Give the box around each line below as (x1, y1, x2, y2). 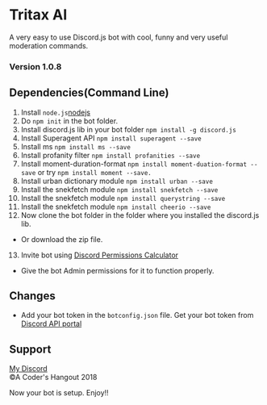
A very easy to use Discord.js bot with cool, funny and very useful (9, 32, 228, 42)
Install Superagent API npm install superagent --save (20, 133, 202, 143)
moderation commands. (9, 40, 89, 50)
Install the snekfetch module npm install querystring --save (20, 193, 226, 202)
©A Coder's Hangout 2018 (9, 373, 98, 382)
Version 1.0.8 (9, 61, 62, 72)
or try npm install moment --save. (37, 167, 152, 177)
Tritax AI (9, 6, 68, 24)
